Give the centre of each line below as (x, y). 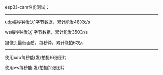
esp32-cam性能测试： (27, 7)
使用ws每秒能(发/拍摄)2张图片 (35, 67)
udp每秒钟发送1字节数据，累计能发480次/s (48, 22)
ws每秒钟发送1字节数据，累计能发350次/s (47, 32)
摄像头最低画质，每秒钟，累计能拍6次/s (44, 42)
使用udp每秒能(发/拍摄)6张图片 (36, 57)
